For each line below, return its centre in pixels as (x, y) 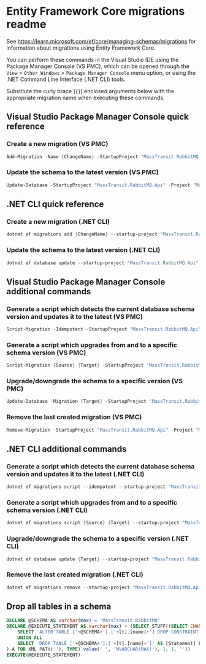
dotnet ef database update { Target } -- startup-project (78, 559)
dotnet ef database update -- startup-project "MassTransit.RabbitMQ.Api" (103, 263)
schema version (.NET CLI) (47, 510)
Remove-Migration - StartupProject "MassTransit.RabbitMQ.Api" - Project (100, 430)
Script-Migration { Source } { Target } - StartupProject (75, 365)
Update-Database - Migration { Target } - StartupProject (77, 402)
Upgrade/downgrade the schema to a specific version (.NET (97, 539)
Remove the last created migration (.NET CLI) (75, 574)
